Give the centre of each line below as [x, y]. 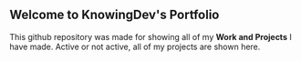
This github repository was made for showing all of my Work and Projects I [150, 36]
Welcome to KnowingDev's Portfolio [114, 15]
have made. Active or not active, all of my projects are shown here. [135, 46]
